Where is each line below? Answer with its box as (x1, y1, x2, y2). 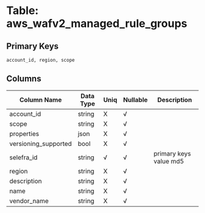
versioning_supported (9, 139, 72, 148)
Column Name (19, 95, 62, 104)
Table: (6, 4, 39, 18)
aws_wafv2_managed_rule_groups (6, 16, 187, 31)
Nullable (123, 95, 148, 104)
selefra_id (9, 153, 38, 162)
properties (9, 129, 40, 138)
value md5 (153, 157, 184, 165)
